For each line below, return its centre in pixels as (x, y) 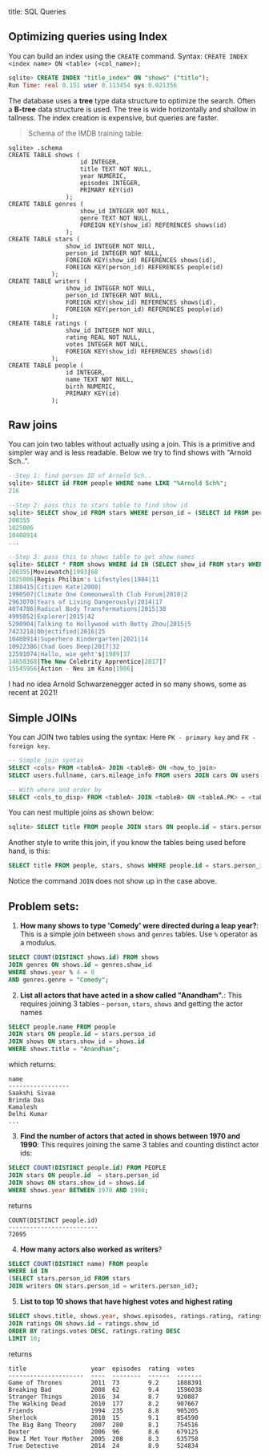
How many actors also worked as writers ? (91, 1249)
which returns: (32, 1064)
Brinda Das (26, 1100)
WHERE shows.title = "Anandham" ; (64, 1050)
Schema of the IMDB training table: (86, 133)
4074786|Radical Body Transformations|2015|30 (87, 609)
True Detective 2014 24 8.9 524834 (103, 1446)
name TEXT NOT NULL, (100, 379)
